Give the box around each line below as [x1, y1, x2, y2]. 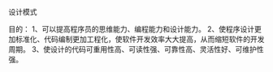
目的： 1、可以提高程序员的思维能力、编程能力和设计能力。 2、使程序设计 [8, 24, 255, 34]
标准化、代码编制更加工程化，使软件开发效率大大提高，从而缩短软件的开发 [15, 35, 265, 44]
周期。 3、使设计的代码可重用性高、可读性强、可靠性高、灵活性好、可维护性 [8, 44, 264, 54]
